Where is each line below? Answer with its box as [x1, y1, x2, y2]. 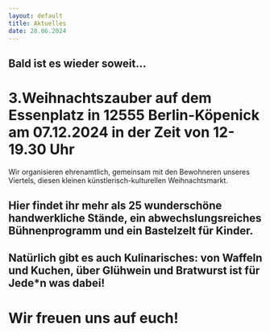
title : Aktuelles [8, 19, 67, 27]
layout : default [8, 11, 63, 20]
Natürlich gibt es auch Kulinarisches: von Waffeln [8, 251, 263, 265]
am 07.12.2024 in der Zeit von [8, 122, 210, 141]
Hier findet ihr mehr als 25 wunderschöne [8, 199, 222, 213]
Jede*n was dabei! [8, 276, 106, 290]
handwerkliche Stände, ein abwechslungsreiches [8, 211, 262, 226]
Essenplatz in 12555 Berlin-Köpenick [8, 106, 260, 124]
